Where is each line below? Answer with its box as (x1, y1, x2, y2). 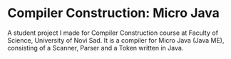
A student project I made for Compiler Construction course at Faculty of (7, 28, 219, 37)
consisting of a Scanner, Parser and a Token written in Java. (7, 43, 184, 52)
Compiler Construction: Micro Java (7, 5, 220, 21)
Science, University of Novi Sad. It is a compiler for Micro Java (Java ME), (7, 36, 225, 44)
